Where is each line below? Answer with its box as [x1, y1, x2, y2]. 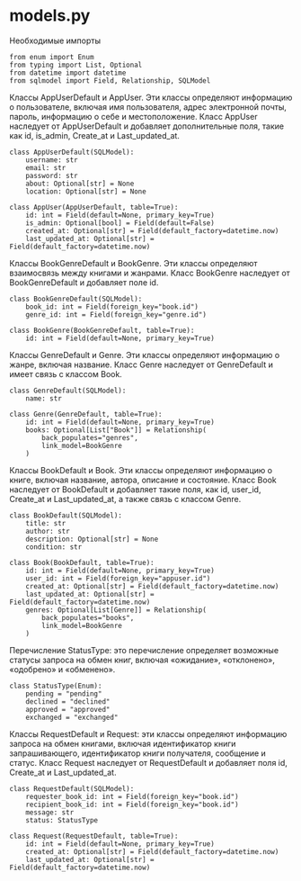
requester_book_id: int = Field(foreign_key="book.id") [25, 792, 240, 801]
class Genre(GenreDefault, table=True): [9, 409, 164, 418]
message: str [25, 807, 75, 817]
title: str [25, 518, 66, 527]
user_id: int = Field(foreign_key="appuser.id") [25, 573, 211, 583]
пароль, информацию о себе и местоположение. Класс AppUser [9, 111, 258, 121]
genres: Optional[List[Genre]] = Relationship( [25, 605, 207, 615]
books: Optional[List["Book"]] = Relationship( [25, 425, 207, 435]
